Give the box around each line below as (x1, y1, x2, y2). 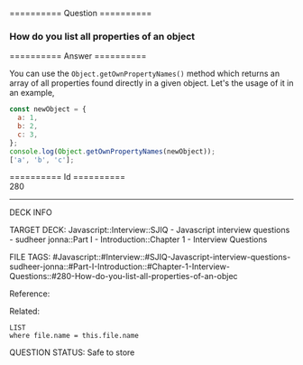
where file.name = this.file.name (9, 332, 140, 341)
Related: (9, 306, 41, 317)
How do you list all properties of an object (9, 30, 196, 42)
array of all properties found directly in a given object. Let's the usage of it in (9, 78, 294, 89)
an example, (9, 88, 55, 98)
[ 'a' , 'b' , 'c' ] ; (9, 155, 75, 164)
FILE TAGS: (9, 252, 51, 263)
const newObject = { (9, 105, 87, 114)
